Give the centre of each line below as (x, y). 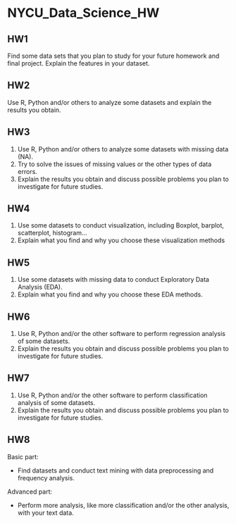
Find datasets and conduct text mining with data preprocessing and (116, 470)
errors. (27, 171)
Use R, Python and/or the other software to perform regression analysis (121, 334)
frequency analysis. (46, 478)
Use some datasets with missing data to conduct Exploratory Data (113, 280)
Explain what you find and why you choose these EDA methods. (110, 294)
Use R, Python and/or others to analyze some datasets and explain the (110, 102)
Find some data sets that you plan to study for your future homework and (113, 56)
